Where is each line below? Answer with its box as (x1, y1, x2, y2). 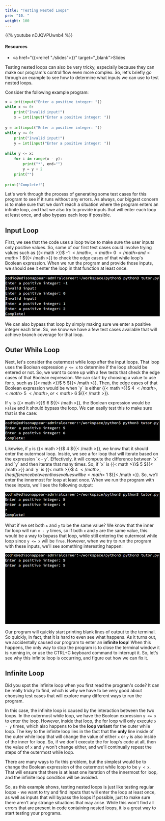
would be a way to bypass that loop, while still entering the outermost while (5, 533, 158, 538)
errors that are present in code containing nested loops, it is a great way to (5, 805, 156, 811)
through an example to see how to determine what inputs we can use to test (5, 74, 159, 81)
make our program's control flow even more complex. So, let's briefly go (5, 69, 152, 75)
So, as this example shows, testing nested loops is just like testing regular (5, 784, 154, 790)
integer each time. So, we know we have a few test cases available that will (5, 326, 157, 332)
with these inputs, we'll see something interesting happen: (5, 543, 123, 549)
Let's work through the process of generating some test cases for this (5, 191, 147, 197)
